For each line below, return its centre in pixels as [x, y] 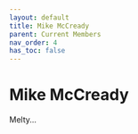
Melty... [23, 120]
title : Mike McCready [49, 26]
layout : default [39, 17]
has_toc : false [37, 51]
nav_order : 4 [33, 42]
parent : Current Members [55, 34]
